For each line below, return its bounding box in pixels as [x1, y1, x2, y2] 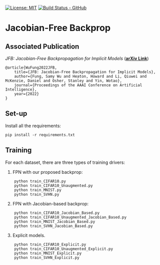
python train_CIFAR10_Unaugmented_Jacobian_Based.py [14, 214, 127, 220]
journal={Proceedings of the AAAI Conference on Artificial [14, 83, 142, 88]
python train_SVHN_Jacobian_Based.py [14, 223, 93, 228]
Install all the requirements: [5, 123, 61, 129]
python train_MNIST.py [14, 187, 62, 192]
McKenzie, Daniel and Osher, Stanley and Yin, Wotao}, [5, 78, 122, 83]
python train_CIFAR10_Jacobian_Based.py [14, 210, 100, 215]
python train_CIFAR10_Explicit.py [14, 242, 86, 247]
